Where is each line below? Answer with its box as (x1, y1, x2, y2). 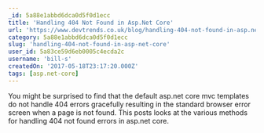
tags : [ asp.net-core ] (8, 70, 79, 77)
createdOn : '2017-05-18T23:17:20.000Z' (8, 63, 139, 70)
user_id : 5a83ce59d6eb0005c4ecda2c (8, 48, 125, 56)
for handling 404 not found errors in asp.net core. (8, 116, 169, 125)
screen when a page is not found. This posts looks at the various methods (8, 107, 248, 117)
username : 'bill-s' (8, 56, 72, 63)
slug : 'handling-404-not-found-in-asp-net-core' (8, 41, 170, 49)
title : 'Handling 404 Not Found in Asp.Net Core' (8, 19, 174, 27)
